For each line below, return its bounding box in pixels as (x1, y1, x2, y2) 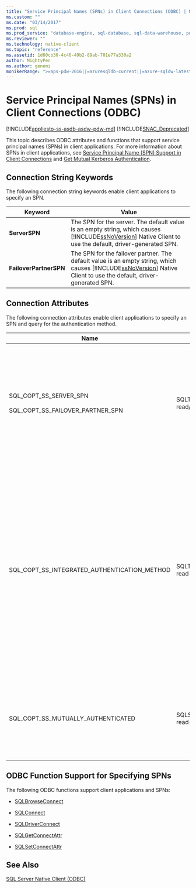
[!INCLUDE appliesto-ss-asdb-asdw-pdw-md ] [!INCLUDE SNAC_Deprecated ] (6, 125, 190, 132)
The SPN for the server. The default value (71, 218, 185, 226)
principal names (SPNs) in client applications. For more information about (6, 143, 182, 150)
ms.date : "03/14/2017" (6, 19, 61, 25)
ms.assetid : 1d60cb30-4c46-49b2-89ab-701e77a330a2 (6, 52, 132, 58)
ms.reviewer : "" (6, 36, 45, 42)
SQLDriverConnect (14, 820, 60, 827)
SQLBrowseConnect (14, 797, 64, 805)
